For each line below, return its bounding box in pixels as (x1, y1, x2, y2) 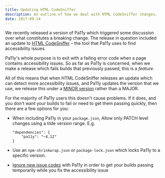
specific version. (12, 152, 46, 158)
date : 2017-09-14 (5, 16, 41, 21)
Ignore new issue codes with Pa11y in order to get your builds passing (12, 162, 154, 168)
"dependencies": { (12, 130, 50, 135)
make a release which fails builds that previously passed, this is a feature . (5, 66, 155, 71)
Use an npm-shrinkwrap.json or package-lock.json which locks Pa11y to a (12, 147, 161, 153)
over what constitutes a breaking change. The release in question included (5, 35, 157, 41)
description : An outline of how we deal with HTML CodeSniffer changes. (5, 12, 158, 17)
